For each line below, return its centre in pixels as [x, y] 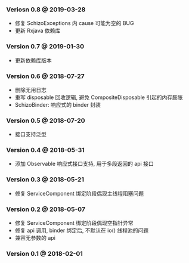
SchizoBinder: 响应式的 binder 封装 [58, 104]
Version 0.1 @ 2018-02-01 [45, 254]
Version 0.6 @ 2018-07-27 [45, 76]
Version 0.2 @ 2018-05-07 [46, 209]
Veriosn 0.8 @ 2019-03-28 [46, 10]
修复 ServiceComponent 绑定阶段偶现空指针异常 [74, 223]
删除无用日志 [30, 89]
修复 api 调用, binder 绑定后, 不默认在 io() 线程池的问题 [82, 230]
